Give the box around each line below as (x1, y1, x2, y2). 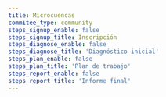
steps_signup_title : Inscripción (8, 33, 117, 41)
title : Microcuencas (8, 11, 76, 20)
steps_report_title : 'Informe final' (8, 77, 132, 84)
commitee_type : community (8, 19, 92, 27)
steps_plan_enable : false (8, 56, 92, 63)
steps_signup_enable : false (8, 26, 100, 34)
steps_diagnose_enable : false (8, 41, 107, 48)
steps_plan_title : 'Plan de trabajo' (8, 63, 132, 70)
